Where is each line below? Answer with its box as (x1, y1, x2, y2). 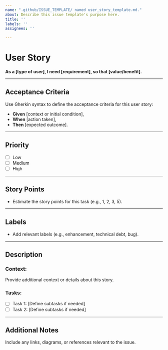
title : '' (5, 17, 26, 22)
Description (5, 250, 42, 259)
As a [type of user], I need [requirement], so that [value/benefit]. (5, 69, 142, 75)
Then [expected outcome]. (12, 122, 68, 128)
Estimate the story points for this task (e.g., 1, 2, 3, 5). (12, 198, 122, 204)
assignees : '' (5, 26, 35, 31)
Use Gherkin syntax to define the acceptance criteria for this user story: (5, 101, 153, 107)
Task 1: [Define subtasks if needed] (12, 301, 85, 307)
